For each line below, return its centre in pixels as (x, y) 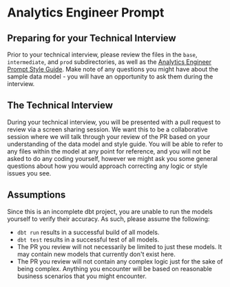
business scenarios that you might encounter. (82, 276)
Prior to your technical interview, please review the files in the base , (102, 54)
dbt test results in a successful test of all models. (88, 240)
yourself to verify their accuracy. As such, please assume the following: (108, 219)
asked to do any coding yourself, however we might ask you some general (113, 158)
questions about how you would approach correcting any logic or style (107, 166)
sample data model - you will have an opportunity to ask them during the (110, 76)
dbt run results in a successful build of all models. (88, 232)
